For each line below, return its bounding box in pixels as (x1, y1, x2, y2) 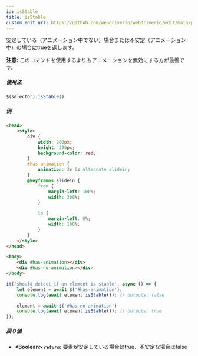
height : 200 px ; (37, 144, 75, 151)
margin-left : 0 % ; (48, 216, 91, 222)
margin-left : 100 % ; (48, 189, 96, 195)
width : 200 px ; (37, 139, 72, 145)
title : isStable (6, 14, 46, 20)
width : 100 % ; (48, 221, 81, 228)
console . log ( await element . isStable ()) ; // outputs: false (16, 292, 165, 298)
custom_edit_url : (6, 20, 49, 25)
